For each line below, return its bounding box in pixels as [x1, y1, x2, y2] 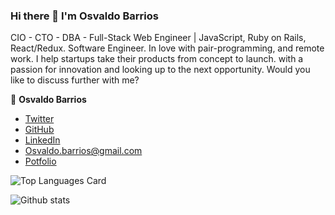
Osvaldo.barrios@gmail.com [24, 145, 143, 157]
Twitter [24, 113, 55, 125]
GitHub [24, 124, 55, 136]
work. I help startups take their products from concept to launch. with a [10, 53, 304, 65]
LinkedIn [24, 134, 61, 146]
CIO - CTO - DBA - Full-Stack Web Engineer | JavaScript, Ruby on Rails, [10, 32, 307, 44]
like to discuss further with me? [10, 74, 140, 86]
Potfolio [24, 155, 57, 168]
